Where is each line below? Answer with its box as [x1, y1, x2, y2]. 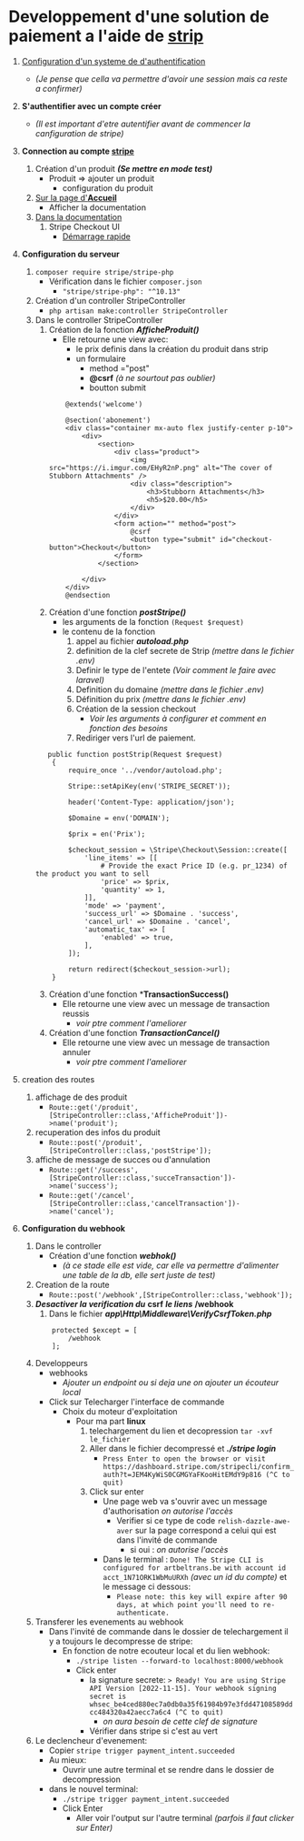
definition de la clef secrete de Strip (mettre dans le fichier [75, 645, 295, 656]
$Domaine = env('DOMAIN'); [67, 813, 170, 822]
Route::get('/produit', [48, 1102, 139, 1112]
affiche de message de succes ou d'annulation [34, 1153, 211, 1165]
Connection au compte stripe [21, 146, 135, 156]
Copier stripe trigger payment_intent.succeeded [48, 1745, 235, 1755]
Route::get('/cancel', [48, 1191, 135, 1200]
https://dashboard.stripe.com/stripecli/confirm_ [103, 1462, 295, 1471]
